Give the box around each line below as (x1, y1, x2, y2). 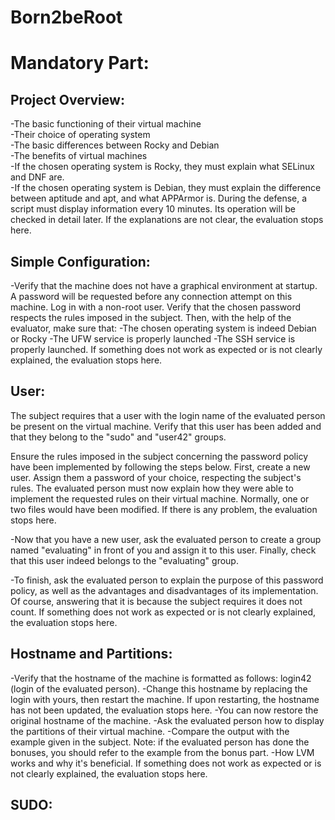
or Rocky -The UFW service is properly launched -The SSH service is (10, 333, 296, 345)
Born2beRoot (10, 6, 123, 29)
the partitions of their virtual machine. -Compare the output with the (10, 725, 290, 737)
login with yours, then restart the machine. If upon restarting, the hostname (10, 693, 320, 705)
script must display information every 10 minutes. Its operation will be (10, 203, 296, 215)
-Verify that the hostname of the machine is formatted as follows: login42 (10, 672, 312, 684)
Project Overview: (10, 91, 125, 108)
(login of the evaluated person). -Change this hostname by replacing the (10, 682, 308, 695)
